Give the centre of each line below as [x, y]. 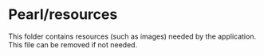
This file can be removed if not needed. [73, 44]
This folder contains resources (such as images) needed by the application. [132, 36]
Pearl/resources [63, 15]
